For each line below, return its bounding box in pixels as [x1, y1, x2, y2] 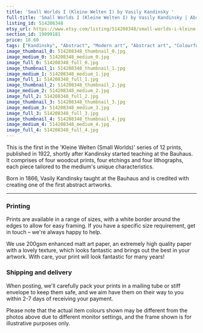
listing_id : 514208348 [6, 20, 63, 26]
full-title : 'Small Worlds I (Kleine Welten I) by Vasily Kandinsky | [6, 15, 188, 21]
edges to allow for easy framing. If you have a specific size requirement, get [6, 222, 196, 229]
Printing [6, 202, 30, 210]
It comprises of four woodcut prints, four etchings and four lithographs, [6, 157, 184, 163]
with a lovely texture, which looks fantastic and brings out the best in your [6, 246, 190, 254]
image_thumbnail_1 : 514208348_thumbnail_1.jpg [6, 65, 126, 71]
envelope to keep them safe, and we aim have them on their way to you [6, 288, 184, 295]
